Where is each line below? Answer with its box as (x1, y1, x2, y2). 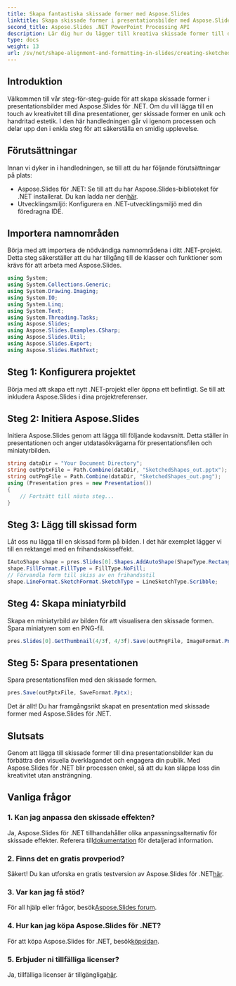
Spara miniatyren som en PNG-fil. (7, 624, 105, 632)
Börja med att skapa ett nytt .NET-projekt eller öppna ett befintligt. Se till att (7, 385, 225, 393)
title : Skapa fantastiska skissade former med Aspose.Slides (7, 10, 190, 18)
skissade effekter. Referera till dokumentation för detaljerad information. (7, 836, 214, 844)
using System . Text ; (7, 307, 65, 314)
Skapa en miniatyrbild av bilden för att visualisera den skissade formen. (7, 616, 214, 625)
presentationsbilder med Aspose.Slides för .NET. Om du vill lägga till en (7, 101, 214, 110)
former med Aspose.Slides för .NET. (7, 709, 112, 718)
